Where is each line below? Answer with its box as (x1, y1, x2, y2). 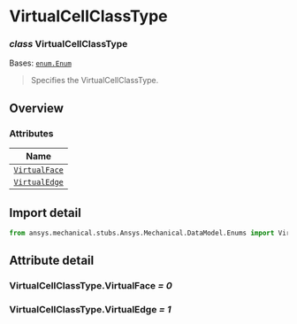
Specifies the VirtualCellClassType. (30, 75, 159, 86)
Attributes (9, 127, 54, 139)
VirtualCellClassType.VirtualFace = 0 (9, 280, 172, 292)
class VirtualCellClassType (9, 38, 128, 50)
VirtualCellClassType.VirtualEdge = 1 (9, 304, 171, 316)
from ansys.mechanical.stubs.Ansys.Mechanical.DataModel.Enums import (9, 228, 275, 237)
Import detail (9, 205, 81, 220)
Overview (9, 100, 65, 116)
